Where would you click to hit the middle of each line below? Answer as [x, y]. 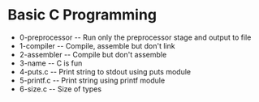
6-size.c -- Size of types [60, 89]
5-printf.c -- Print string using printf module [92, 80]
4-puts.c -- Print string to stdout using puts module [105, 71]
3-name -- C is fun [51, 63]
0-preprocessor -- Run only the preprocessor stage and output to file [135, 37]
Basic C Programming [82, 15]
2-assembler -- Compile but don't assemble [93, 54]
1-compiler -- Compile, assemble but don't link [97, 45]
